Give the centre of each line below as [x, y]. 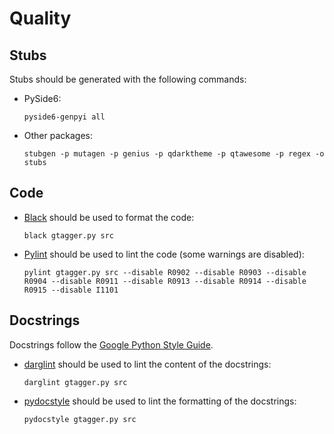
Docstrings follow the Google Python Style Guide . [111, 344]
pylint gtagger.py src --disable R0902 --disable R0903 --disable [165, 272]
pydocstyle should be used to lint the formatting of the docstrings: [160, 401]
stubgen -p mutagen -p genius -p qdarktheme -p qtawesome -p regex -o [174, 154]
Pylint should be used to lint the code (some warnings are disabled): [164, 254]
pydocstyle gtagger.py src [80, 419]
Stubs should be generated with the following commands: [128, 79]
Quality [40, 18]
